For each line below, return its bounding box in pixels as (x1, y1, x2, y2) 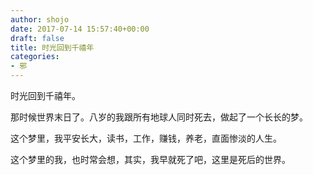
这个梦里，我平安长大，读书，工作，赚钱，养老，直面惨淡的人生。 (10, 132, 282, 144)
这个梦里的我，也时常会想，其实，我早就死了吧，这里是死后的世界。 (10, 154, 291, 165)
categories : (10, 52, 60, 62)
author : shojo (10, 14, 70, 25)
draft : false (10, 33, 65, 43)
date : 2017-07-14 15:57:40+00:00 (10, 24, 150, 34)
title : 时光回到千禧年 (10, 42, 95, 53)
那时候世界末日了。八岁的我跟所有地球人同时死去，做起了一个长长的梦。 (10, 111, 308, 123)
